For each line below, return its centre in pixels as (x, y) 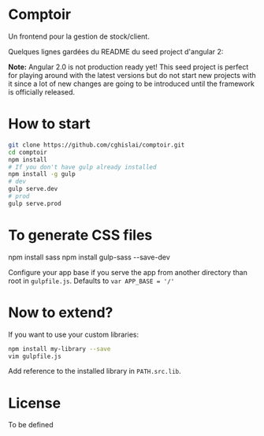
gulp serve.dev (33, 189)
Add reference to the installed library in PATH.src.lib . (95, 371)
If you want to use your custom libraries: (74, 334)
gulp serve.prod (35, 203)
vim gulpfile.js (35, 356)
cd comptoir (28, 152)
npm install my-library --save (59, 348)
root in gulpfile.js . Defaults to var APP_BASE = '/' (91, 281)
